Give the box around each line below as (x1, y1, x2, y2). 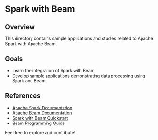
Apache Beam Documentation (12, 110, 72, 116)
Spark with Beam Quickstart (12, 115, 68, 121)
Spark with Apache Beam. (5, 41, 57, 47)
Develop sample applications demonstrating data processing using (12, 73, 145, 78)
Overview (5, 23, 35, 31)
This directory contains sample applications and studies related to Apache (5, 35, 154, 41)
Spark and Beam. (12, 78, 47, 83)
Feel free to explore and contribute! (5, 129, 76, 135)
